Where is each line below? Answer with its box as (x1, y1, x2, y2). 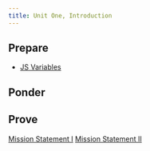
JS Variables (19, 62, 61, 72)
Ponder (8, 85, 45, 99)
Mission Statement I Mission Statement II (8, 133, 142, 144)
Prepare (8, 42, 49, 55)
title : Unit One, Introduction (8, 11, 112, 20)
